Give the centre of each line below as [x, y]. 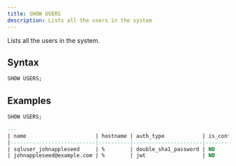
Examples [29, 100]
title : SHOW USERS [34, 14]
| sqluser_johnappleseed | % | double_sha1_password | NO [111, 149]
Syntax [23, 62]
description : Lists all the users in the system [80, 20]
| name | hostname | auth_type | [106, 136]
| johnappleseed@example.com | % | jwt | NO [111, 155]
